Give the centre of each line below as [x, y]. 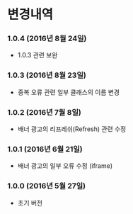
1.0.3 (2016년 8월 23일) [47, 75]
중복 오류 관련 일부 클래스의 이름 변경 [69, 92]
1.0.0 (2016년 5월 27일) [47, 186]
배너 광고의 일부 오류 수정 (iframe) [65, 166]
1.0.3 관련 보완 [37, 55]
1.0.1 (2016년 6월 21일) [45, 149]
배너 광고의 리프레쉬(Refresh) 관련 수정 [72, 129]
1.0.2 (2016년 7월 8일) [44, 112]
